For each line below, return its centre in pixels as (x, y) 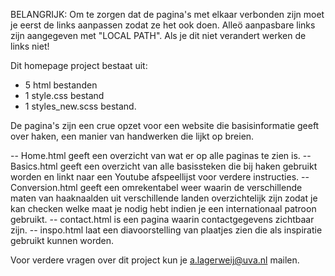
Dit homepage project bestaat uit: (79, 65)
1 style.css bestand (64, 95)
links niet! (30, 46)
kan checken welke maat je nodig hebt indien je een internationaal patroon (163, 208)
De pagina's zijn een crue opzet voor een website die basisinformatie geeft (165, 125)
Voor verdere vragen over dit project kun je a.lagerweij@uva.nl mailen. (155, 260)
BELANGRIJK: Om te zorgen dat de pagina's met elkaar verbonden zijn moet (167, 14)
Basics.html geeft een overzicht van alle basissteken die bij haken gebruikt (164, 166)
